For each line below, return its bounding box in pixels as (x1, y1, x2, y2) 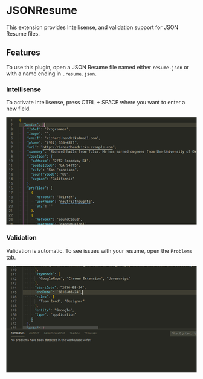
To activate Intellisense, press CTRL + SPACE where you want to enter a (6, 99, 185, 106)
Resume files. (6, 30, 40, 37)
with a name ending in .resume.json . (6, 70, 97, 77)
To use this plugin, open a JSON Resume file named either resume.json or (6, 63, 189, 71)
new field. (6, 105, 31, 112)
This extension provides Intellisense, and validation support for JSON (6, 24, 179, 31)
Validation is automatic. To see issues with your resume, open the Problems (6, 247, 193, 254)
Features (6, 48, 40, 58)
